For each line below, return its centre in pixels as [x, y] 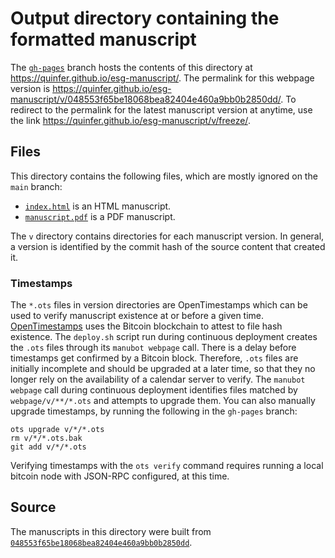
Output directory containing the [145, 18]
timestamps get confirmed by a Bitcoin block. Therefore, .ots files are [154, 358]
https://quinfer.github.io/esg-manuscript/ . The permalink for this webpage [162, 78]
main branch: [36, 186]
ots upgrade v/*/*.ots [57, 430]
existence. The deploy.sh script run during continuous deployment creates [164, 337]
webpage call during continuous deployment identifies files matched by [154, 390]
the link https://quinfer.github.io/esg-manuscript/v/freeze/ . [130, 120]
